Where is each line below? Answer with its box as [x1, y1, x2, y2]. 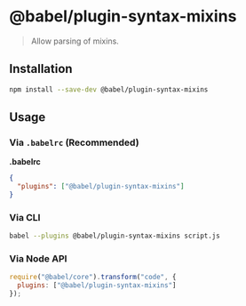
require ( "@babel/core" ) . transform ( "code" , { [9, 273, 177, 282]
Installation [9, 61, 73, 76]
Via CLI [9, 211, 41, 223]
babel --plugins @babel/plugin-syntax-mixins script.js [9, 231, 220, 241]
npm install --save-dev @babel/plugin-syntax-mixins [9, 85, 209, 94]
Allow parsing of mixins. [30, 36, 120, 46]
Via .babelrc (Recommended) [9, 136, 139, 149]
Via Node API [9, 253, 67, 265]
